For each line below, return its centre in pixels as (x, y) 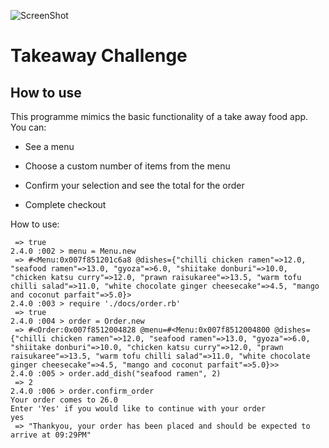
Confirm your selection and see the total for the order (134, 185)
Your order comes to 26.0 (64, 400)
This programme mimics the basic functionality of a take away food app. (159, 116)
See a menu (49, 146)
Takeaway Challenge (99, 56)
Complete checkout (65, 204)
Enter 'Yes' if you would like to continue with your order (138, 409)
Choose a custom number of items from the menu (127, 166)
